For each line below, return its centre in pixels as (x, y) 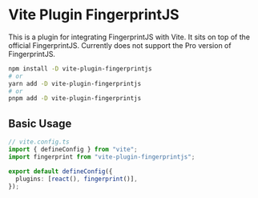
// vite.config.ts (39, 142)
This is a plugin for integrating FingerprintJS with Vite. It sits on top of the (129, 37)
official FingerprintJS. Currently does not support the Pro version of (120, 45)
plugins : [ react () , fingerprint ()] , (77, 179)
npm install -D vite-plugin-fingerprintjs (80, 69)
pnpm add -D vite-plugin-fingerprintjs (75, 99)
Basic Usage (40, 123)
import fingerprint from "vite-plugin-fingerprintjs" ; (102, 157)
